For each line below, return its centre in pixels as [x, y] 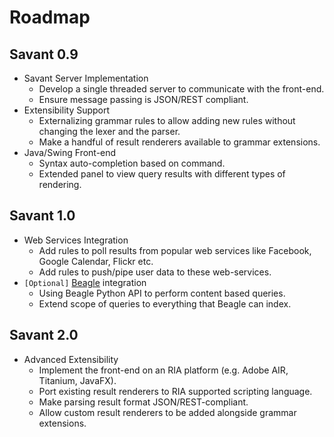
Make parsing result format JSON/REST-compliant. [143, 402]
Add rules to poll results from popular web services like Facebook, [175, 250]
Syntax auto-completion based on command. [132, 163]
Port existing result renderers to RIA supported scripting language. [175, 391]
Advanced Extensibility [71, 359]
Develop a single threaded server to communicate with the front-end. [181, 89]
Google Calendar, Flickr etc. [96, 261]
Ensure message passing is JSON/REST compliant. [143, 99]
